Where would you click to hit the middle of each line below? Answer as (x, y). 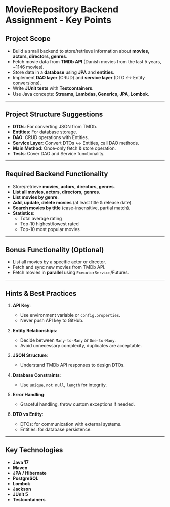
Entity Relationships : (35, 331)
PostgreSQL (26, 478)
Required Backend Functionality (57, 174)
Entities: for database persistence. (56, 429)
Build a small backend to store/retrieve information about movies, (81, 51)
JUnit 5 (20, 494)
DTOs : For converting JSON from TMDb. (55, 126)
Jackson (22, 489)
